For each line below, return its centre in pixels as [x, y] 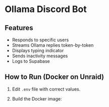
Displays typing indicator [38, 50]
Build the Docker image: [37, 98]
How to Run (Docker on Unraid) [54, 77]
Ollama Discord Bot [46, 9]
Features [19, 28]
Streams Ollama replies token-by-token [53, 45]
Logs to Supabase [31, 61]
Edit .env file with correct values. [46, 89]
